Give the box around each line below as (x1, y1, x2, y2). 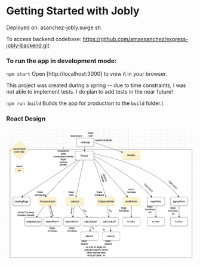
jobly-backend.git (6, 42, 50, 49)
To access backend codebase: (6, 35, 82, 42)
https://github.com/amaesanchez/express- (82, 35, 189, 42)
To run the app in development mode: (6, 57, 117, 65)
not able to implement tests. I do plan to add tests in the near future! (6, 88, 173, 95)
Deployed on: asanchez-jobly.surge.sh (6, 24, 101, 31)
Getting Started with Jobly (6, 4, 140, 18)
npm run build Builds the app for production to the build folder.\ (6, 100, 164, 107)
